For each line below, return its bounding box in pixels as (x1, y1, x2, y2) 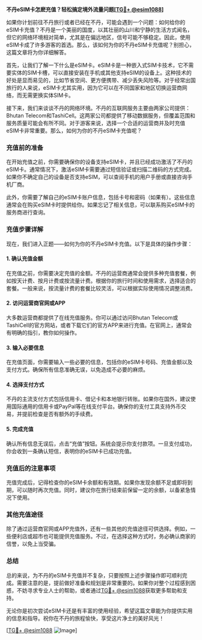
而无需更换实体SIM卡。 (16, 92, 74, 99)
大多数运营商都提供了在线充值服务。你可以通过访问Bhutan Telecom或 (6, 314, 179, 321)
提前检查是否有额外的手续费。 (22, 411, 96, 418)
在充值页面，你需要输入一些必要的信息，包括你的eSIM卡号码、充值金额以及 (6, 358, 193, 366)
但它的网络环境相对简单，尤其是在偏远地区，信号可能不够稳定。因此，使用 (6, 34, 191, 41)
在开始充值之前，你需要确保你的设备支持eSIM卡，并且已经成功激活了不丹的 (6, 158, 193, 166)
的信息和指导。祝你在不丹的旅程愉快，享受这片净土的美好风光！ (6, 614, 164, 622)
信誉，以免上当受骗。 (6, 540, 59, 547)
